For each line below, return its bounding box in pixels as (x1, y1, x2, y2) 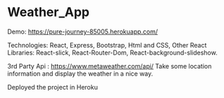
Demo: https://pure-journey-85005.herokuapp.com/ (7, 27, 158, 36)
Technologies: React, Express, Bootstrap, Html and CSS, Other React (7, 41, 207, 49)
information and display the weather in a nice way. (7, 69, 154, 78)
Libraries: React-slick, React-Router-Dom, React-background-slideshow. (7, 48, 218, 57)
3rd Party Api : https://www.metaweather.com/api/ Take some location (7, 62, 212, 70)
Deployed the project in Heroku (7, 83, 99, 91)
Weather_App (7, 4, 90, 20)
